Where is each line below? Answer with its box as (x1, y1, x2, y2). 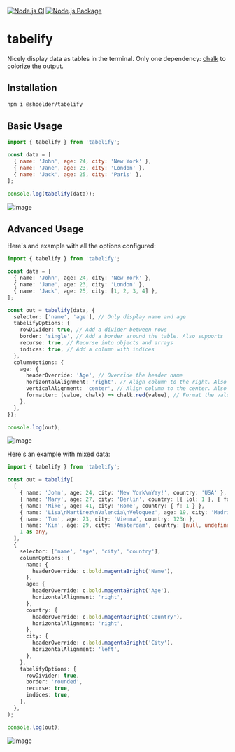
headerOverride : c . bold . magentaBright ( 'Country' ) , (32, 613, 183, 620)
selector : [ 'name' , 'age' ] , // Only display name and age (13, 313, 187, 321)
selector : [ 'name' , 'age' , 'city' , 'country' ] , (20, 548, 161, 555)
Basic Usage (7, 120, 63, 133)
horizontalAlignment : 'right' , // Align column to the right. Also (25, 379, 227, 386)
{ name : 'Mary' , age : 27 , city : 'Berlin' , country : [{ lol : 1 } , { (20, 495, 221, 503)
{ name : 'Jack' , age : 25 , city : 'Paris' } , (13, 170, 143, 178)
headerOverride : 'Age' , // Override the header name (25, 372, 183, 379)
